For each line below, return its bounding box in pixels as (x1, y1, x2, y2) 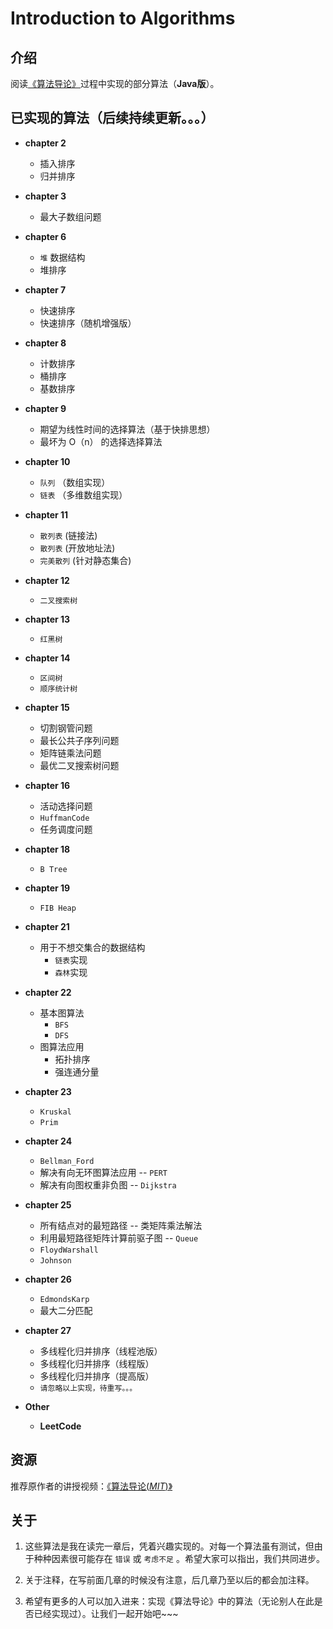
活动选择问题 (39, 800, 93, 812)
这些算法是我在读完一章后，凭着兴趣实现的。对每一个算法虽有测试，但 (24, 1540, 315, 1552)
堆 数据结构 (39, 251, 86, 263)
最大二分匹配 (39, 1304, 93, 1316)
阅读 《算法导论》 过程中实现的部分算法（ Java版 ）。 (10, 78, 220, 89)
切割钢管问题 (39, 722, 93, 734)
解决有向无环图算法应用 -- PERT (39, 1166, 168, 1178)
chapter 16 (24, 779, 71, 791)
